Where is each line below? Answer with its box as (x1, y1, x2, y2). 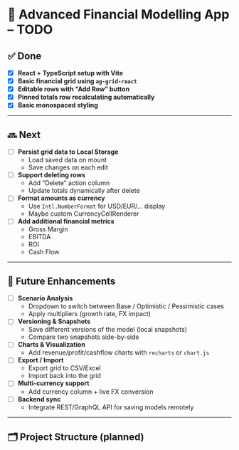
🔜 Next (7, 128, 41, 141)
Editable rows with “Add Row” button (17, 85, 130, 93)
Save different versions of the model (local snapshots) (28, 325, 187, 334)
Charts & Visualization (17, 340, 85, 349)
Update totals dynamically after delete (28, 187, 140, 195)
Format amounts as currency (17, 194, 105, 202)
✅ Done (7, 50, 42, 62)
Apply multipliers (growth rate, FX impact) (28, 310, 152, 318)
